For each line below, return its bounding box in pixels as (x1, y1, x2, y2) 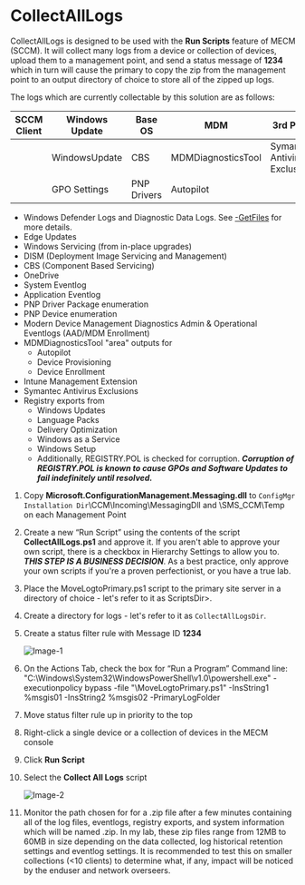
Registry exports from (23, 395, 105, 406)
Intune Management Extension (23, 376, 138, 387)
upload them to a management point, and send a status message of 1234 (10, 54, 283, 65)
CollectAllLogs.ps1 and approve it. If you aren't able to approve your (23, 536, 281, 547)
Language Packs (36, 414, 100, 425)
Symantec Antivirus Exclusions (23, 385, 138, 396)
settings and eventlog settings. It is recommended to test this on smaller (23, 845, 293, 856)
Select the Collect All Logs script (23, 772, 148, 782)
